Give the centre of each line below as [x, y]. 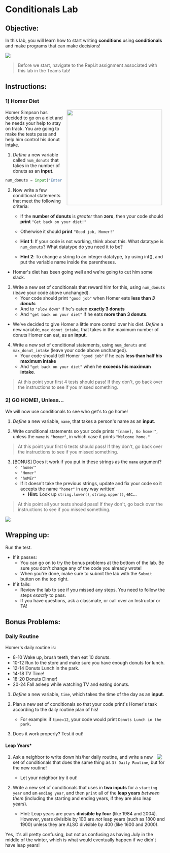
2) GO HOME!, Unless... [35, 400]
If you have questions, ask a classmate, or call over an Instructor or [90, 600]
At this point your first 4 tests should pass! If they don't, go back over [90, 382]
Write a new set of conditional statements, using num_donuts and [79, 344]
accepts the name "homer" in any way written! [68, 489]
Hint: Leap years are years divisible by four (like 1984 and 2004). [89, 813]
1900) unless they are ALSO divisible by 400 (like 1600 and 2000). [89, 824]
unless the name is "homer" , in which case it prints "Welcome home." [81, 436]
